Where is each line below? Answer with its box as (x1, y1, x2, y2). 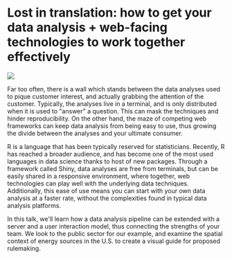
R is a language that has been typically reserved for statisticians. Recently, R (7, 142, 225, 150)
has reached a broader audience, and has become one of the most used (7, 150, 213, 158)
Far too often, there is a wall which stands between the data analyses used (7, 84, 220, 93)
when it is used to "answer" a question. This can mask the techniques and (7, 107, 219, 115)
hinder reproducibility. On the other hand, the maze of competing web (7, 114, 206, 123)
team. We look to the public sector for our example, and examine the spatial (7, 229, 223, 238)
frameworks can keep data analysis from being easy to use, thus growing (7, 121, 217, 129)
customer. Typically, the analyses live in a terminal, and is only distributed (7, 99, 217, 108)
